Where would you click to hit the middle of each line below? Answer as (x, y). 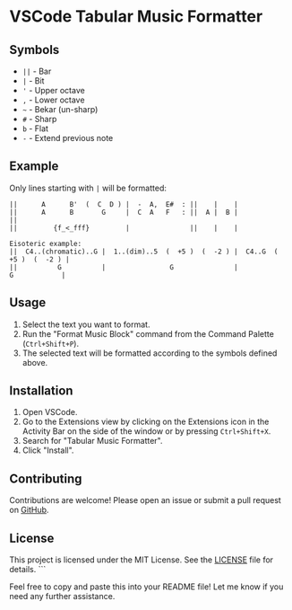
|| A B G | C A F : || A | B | (124, 212)
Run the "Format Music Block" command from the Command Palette (148, 333)
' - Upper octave (53, 90)
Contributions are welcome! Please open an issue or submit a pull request (146, 500)
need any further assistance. (62, 597)
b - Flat (35, 128)
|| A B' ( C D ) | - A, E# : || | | (124, 204)
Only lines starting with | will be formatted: (88, 188)
